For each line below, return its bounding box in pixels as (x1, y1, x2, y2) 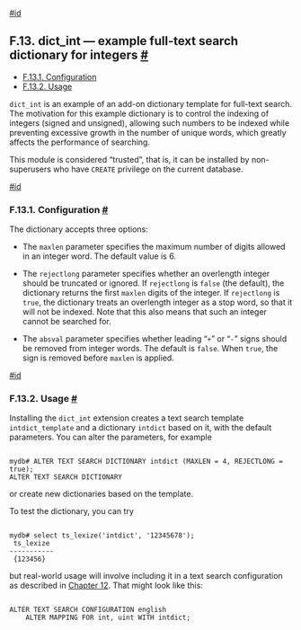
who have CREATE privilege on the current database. (53, 164, 243, 174)
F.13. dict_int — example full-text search (9, 33, 239, 49)
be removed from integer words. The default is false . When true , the (22, 343, 279, 354)
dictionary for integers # (9, 48, 149, 63)
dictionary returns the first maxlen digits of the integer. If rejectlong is (22, 288, 280, 298)
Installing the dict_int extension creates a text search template (9, 413, 244, 423)
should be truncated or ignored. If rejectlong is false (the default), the (22, 278, 285, 288)
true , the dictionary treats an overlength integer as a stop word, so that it (22, 297, 293, 308)
